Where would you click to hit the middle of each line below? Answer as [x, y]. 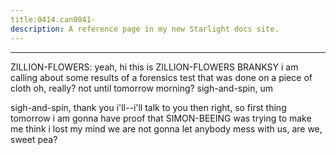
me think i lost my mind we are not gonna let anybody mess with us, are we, [166, 128]
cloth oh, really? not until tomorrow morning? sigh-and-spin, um [141, 88]
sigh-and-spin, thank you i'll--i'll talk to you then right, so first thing [148, 107]
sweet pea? [34, 139]
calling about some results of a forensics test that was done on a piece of [161, 77]
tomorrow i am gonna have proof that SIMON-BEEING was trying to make [161, 118]
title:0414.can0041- [53, 19]
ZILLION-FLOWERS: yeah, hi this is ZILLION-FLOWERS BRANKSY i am [154, 67]
